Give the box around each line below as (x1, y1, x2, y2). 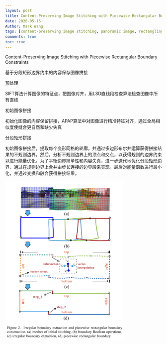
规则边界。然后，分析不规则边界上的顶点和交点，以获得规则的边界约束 (18, 151, 162, 157)
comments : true (5, 34, 37, 39)
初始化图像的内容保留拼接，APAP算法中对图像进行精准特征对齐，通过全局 (5, 117, 156, 124)
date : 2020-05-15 (5, 18, 41, 23)
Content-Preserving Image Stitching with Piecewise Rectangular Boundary (5, 54, 158, 60)
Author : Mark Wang (5, 24, 43, 29)
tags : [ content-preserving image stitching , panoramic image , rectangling (5, 29, 164, 34)
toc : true (5, 40, 26, 45)
